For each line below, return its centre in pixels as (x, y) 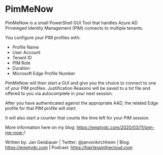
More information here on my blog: (40, 127)
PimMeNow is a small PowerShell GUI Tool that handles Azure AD (71, 23)
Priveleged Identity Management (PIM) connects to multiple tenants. (74, 28)
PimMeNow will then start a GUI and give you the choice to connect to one (81, 83)
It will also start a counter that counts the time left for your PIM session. (78, 117)
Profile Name (26, 47)
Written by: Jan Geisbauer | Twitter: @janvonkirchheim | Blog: (68, 142)
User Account (26, 52)
